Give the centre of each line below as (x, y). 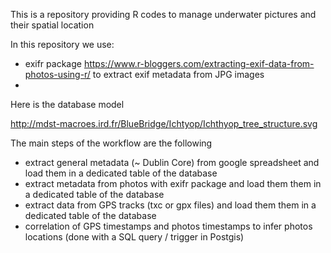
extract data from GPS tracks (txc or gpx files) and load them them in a (170, 205)
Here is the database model (67, 104)
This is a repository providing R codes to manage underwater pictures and (163, 14)
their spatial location (52, 25)
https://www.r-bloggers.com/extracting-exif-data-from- (199, 63)
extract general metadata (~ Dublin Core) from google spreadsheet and (172, 162)
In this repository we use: (62, 44)
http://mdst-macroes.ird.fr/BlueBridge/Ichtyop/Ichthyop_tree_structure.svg (164, 123)
